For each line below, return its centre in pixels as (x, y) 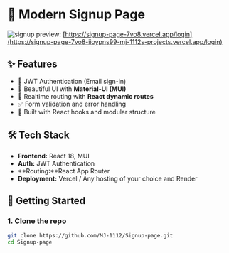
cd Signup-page (30, 242)
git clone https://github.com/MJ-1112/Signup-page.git (90, 236)
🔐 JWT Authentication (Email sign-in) (72, 81)
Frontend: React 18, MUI (54, 156)
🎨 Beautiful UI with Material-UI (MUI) (72, 89)
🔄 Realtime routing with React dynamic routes (86, 96)
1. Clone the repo (37, 221)
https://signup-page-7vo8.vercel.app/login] (129, 34)
